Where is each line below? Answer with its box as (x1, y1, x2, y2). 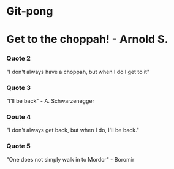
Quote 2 (6, 54, 31, 62)
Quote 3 (6, 83, 31, 92)
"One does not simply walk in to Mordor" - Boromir (6, 156, 135, 163)
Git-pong (6, 4, 53, 18)
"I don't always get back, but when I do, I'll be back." (6, 127, 140, 134)
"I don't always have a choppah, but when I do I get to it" (6, 68, 150, 75)
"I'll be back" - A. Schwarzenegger (6, 97, 95, 105)
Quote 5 (6, 142, 31, 151)
